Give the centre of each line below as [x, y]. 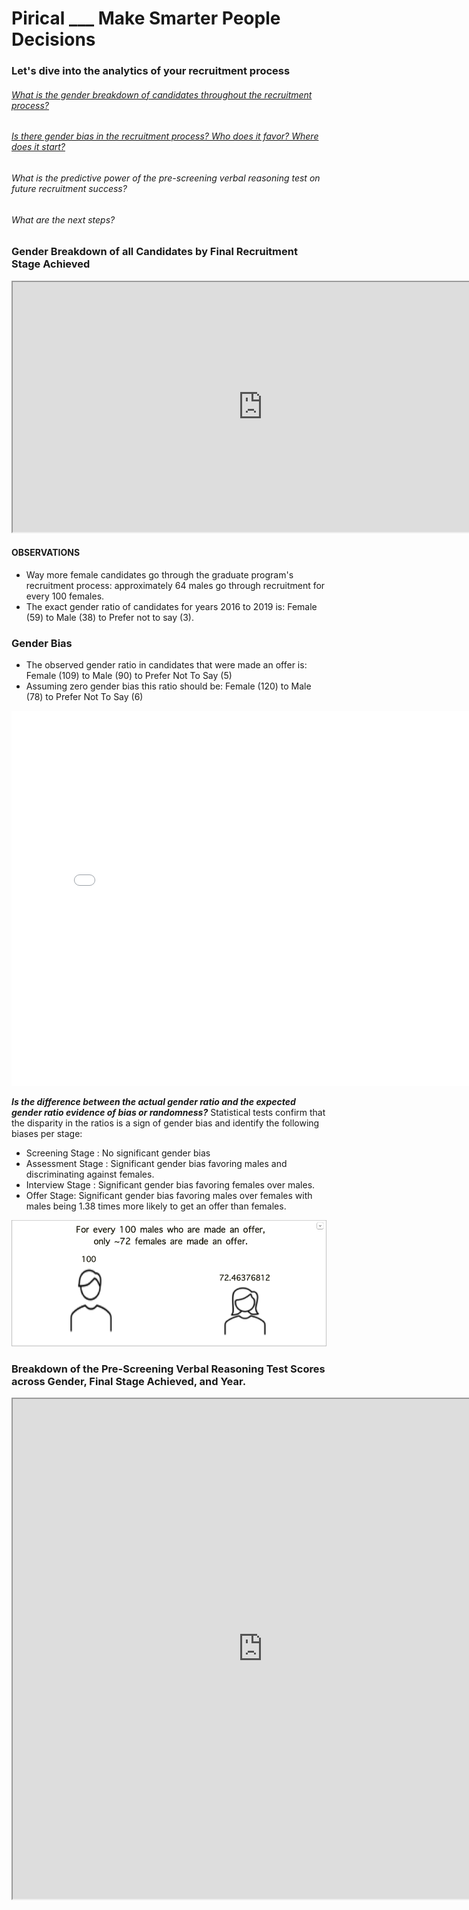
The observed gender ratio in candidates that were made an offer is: [166, 665]
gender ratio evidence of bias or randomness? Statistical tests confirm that [168, 1113]
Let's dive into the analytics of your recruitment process [151, 71]
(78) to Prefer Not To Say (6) [84, 697]
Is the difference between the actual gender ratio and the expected [153, 1102]
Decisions [53, 39]
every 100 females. [65, 596]
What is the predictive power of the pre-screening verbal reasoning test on [166, 178]
